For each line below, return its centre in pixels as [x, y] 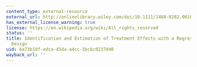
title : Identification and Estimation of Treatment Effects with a [90, 38]
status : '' [19, 33]
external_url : [23, 17]
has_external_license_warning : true [51, 22]
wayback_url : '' [26, 55]
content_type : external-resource [47, 11]
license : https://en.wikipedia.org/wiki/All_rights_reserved [82, 28]
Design [19, 44]
